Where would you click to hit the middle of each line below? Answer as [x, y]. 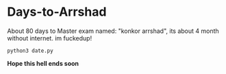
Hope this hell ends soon [43, 63]
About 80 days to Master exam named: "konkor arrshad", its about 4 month [113, 31]
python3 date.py [30, 51]
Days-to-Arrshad [57, 12]
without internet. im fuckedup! [50, 38]
